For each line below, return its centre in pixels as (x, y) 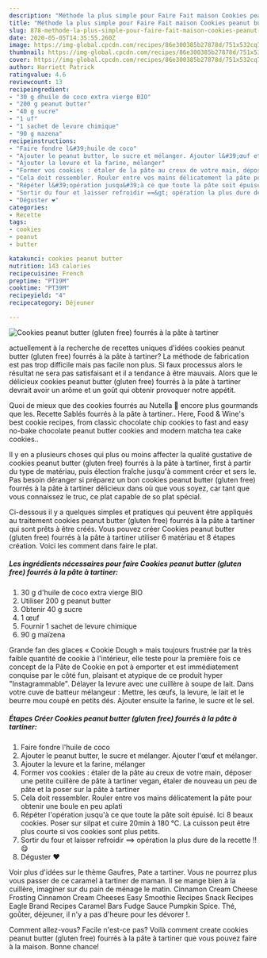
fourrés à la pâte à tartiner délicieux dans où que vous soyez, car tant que (130, 488)
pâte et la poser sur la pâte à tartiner (80, 789)
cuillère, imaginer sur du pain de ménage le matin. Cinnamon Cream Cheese (133, 889)
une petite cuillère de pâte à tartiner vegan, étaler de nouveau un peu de (139, 781)
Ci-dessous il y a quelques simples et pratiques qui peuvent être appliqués (131, 512)
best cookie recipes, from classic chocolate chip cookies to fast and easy (129, 422)
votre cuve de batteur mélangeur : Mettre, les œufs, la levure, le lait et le (127, 692)
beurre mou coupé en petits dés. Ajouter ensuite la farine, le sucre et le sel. (132, 700)
